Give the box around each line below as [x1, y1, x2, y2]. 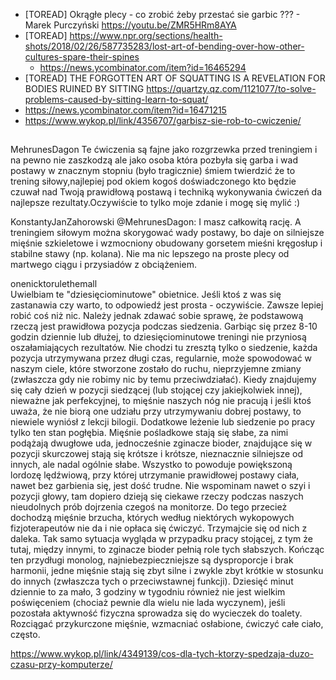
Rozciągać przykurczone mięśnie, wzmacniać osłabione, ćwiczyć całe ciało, [10, 618, 324, 630]
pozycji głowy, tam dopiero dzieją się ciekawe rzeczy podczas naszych [10, 490, 304, 503]
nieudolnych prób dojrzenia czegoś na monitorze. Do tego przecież [10, 501, 288, 513]
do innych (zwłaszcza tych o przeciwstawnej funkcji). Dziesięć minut [10, 575, 294, 588]
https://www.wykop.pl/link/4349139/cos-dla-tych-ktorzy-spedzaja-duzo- [10, 648, 315, 660]
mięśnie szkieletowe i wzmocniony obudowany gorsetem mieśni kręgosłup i [10, 237, 323, 249]
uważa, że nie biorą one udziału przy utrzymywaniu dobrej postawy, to [10, 405, 302, 418]
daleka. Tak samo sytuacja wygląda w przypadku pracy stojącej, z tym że [10, 533, 313, 545]
